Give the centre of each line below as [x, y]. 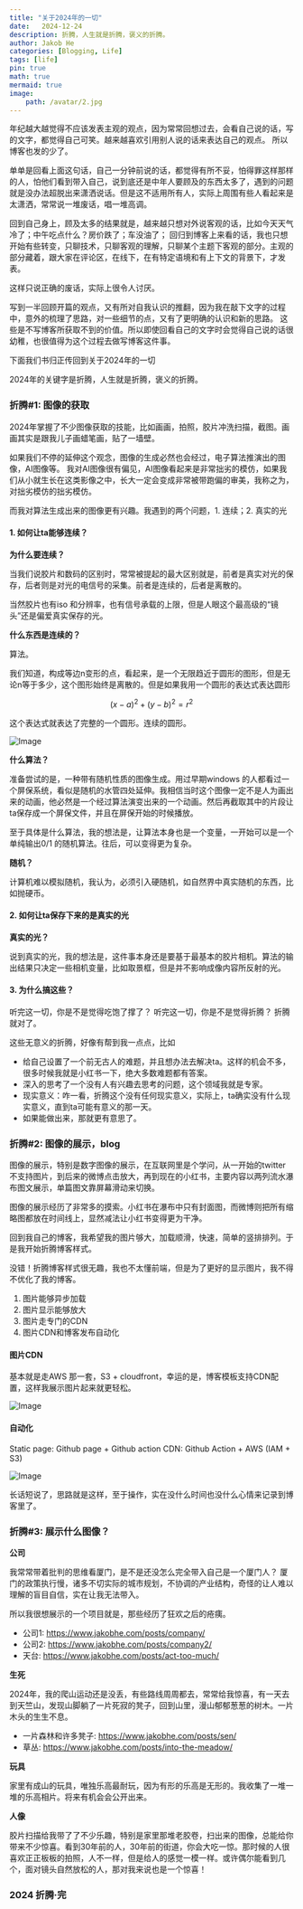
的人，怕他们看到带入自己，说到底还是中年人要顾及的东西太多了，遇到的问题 [151, 182]
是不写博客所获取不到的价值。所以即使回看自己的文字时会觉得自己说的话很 [155, 330]
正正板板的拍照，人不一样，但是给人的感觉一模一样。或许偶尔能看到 [151, 1857]
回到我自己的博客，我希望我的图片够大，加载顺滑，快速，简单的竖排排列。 [147, 1238]
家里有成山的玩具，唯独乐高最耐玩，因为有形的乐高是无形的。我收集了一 [143, 1785]
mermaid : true [36, 85]
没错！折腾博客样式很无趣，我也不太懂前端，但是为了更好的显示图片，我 [143, 1268]
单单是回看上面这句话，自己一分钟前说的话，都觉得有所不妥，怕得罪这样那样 [151, 170]
